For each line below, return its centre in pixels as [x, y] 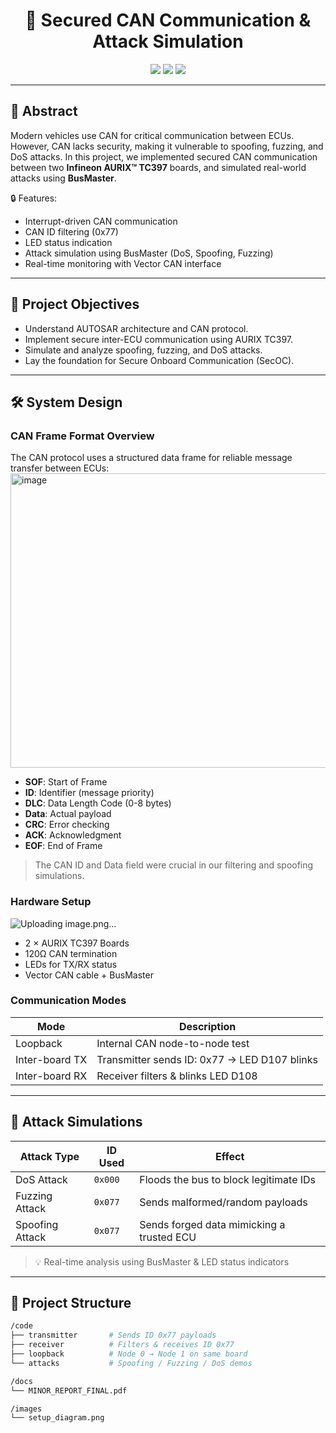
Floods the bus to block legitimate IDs [228, 1179]
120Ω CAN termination [71, 953]
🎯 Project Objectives [75, 304]
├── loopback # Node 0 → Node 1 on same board [129, 1354]
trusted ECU [168, 1237]
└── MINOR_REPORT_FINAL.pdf [69, 1390]
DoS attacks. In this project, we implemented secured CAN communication [164, 156]
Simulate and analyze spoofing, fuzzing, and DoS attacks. [143, 350]
